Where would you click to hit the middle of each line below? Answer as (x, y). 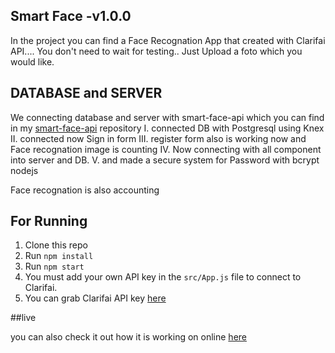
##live (23, 318)
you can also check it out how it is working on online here (128, 337)
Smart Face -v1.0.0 (71, 16)
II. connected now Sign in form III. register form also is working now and (158, 138)
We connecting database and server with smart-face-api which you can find (167, 117)
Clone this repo (56, 245)
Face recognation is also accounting (85, 190)
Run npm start (54, 266)
